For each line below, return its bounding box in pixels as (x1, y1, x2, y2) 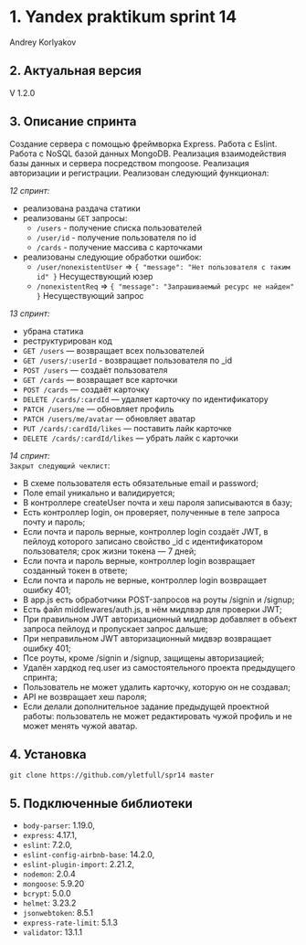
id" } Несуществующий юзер (36, 271, 153, 281)
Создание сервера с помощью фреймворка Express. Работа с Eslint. (9, 138, 278, 149)
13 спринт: (9, 308, 50, 319)
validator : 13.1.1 (22, 927, 83, 938)
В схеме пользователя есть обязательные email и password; (22, 477, 259, 488)
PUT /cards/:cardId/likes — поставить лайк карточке (22, 422, 232, 433)
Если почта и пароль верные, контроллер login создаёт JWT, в (22, 526, 269, 536)
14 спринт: (9, 450, 50, 461)
